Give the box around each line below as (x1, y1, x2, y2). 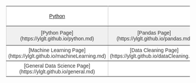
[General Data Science (24, 63, 76, 69)
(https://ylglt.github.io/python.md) (20, 35, 94, 42)
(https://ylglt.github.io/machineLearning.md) (8, 53, 106, 59)
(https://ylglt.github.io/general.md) (19, 68, 95, 75)
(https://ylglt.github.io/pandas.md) (116, 35, 192, 42)
